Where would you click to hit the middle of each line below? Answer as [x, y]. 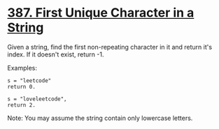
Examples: [22, 68]
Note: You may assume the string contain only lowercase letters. [100, 118]
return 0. [22, 86]
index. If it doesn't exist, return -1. [56, 54]
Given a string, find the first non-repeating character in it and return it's [109, 47]
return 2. [22, 105]
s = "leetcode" [29, 81]
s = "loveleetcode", [37, 99]
